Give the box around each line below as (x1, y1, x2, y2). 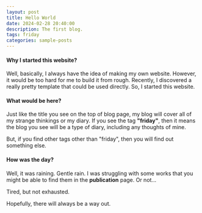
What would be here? (6, 97, 62, 104)
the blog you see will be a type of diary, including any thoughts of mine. (6, 124, 186, 131)
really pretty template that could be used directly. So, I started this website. (6, 83, 195, 91)
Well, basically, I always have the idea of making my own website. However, (6, 70, 197, 77)
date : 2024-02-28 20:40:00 (6, 20, 75, 26)
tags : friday (6, 32, 40, 38)
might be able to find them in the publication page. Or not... (6, 176, 157, 184)
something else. (6, 142, 47, 149)
